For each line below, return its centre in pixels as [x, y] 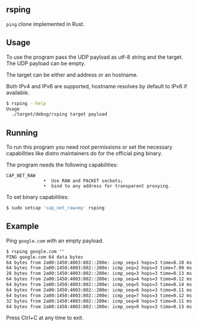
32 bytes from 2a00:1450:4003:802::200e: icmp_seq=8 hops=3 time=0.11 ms [99, 301]
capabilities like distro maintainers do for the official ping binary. [84, 153]
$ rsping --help [26, 103]
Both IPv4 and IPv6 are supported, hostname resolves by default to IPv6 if [97, 86]
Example [23, 227]
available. [18, 92]
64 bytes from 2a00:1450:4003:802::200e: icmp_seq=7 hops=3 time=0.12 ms [99, 296]
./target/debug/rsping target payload [60, 114]
